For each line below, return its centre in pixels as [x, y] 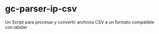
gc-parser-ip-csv [41, 9]
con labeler [16, 27]
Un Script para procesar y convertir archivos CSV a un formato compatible [80, 22]
